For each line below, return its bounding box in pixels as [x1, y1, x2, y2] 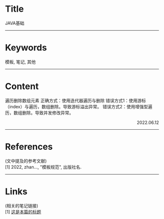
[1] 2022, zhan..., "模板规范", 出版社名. [5, 164, 82, 170]
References [5, 141, 53, 152]
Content [5, 81, 39, 92]
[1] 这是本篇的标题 [5, 209, 41, 215]
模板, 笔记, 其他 [5, 59, 36, 64]
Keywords [5, 42, 47, 53]
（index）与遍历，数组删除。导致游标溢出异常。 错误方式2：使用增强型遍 [5, 103, 153, 109]
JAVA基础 [5, 20, 24, 26]
